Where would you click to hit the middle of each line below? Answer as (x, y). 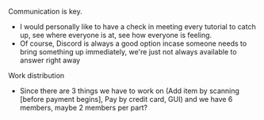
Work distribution (36, 75)
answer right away (50, 60)
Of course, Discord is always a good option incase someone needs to (133, 43)
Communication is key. (45, 11)
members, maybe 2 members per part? (84, 107)
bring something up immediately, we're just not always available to (128, 52)
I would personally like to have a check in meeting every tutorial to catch (138, 26)
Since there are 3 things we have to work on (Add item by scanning (130, 91)
